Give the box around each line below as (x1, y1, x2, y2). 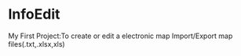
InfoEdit (8, 5, 60, 23)
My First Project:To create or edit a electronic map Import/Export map (8, 31, 233, 40)
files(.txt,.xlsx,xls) (8, 39, 65, 48)
